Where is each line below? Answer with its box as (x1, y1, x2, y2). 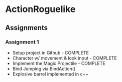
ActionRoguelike (5, 3, 76, 15)
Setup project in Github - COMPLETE (12, 49, 89, 55)
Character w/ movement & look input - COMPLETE (12, 55, 117, 61)
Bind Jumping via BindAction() (12, 65, 76, 71)
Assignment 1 (5, 38, 39, 45)
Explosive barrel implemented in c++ (12, 71, 89, 77)
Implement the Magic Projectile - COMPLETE (12, 60, 105, 66)
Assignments (5, 23, 48, 32)
